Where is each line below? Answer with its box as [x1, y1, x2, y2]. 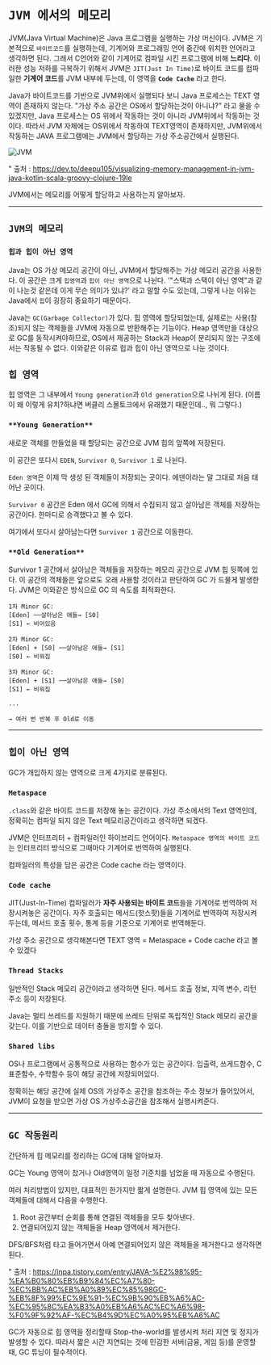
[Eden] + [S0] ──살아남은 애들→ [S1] [8, 644, 125, 653]
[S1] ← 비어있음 [8, 619, 56, 628]
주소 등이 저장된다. [8, 993, 67, 1003]
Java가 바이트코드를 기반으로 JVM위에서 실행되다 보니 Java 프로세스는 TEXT [8, 90, 252, 100]
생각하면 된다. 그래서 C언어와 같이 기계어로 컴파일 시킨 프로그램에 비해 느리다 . [8, 53, 252, 63]
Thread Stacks [8, 966, 64, 976]
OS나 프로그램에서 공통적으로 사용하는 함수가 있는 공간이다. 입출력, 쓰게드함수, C [8, 1059, 262, 1069]
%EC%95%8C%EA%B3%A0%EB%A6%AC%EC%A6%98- [8, 1301, 206, 1311]
